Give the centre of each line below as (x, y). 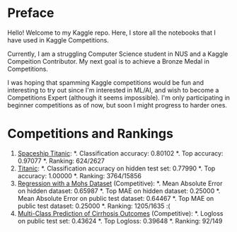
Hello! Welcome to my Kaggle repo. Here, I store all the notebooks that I (111, 33)
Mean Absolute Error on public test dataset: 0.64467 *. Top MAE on (116, 198)
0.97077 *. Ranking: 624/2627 (61, 161)
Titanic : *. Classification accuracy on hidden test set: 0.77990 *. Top (116, 168)
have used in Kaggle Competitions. (58, 40)
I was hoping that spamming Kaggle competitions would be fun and (105, 82)
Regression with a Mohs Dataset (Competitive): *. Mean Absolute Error (120, 183)
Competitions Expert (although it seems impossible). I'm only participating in (118, 98)
